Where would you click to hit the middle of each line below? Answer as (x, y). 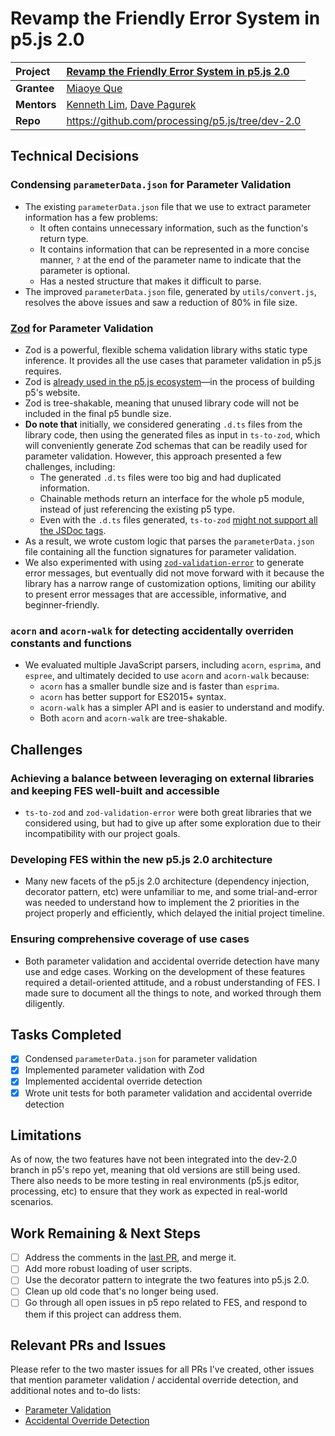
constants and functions (71, 643)
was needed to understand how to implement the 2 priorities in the (162, 903)
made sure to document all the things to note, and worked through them (173, 993)
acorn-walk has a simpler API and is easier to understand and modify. (182, 708)
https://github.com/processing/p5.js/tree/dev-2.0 (184, 120)
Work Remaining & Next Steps (105, 1233)
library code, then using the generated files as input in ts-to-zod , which (172, 434)
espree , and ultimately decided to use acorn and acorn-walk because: (167, 676)
